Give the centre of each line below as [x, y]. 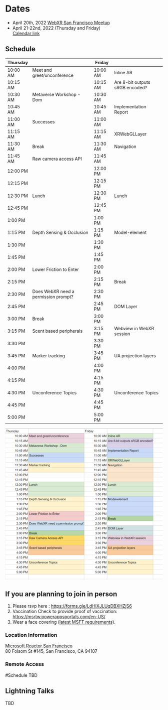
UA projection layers [135, 356]
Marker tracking [48, 356]
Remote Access [24, 664]
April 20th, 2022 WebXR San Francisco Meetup [61, 23]
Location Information [31, 635]
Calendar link [26, 33]
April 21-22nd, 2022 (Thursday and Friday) [56, 28]
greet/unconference [53, 75]
